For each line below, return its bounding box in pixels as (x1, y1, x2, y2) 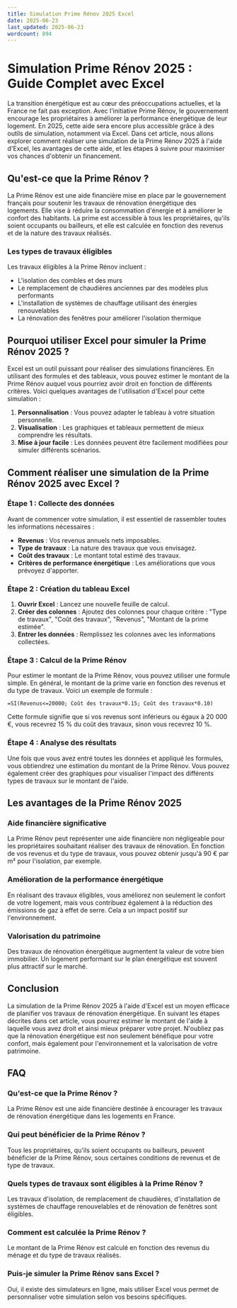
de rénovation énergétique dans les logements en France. (7, 1112, 175, 1120)
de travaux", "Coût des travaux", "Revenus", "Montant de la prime (17, 615, 209, 624)
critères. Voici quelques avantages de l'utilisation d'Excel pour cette (7, 387, 205, 395)
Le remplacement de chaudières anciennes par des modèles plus (17, 284, 209, 293)
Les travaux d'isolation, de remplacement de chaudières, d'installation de (7, 1195, 221, 1203)
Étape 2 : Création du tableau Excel (7, 584, 130, 594)
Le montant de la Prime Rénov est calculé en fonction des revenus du (7, 1244, 210, 1252)
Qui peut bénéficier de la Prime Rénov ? (7, 1129, 146, 1139)
